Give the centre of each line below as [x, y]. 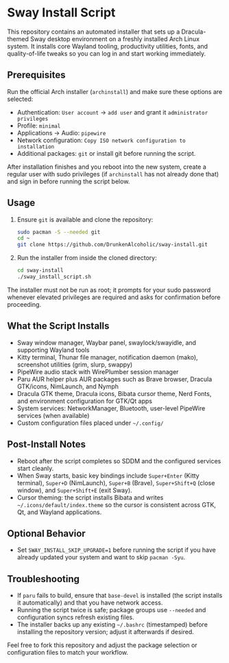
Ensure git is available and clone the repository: [85, 219]
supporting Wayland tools [53, 350]
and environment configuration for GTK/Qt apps [85, 401]
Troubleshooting [44, 579]
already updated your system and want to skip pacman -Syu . [101, 557]
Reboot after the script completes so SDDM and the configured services [119, 461]
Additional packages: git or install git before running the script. [106, 153]
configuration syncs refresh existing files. [76, 617]
